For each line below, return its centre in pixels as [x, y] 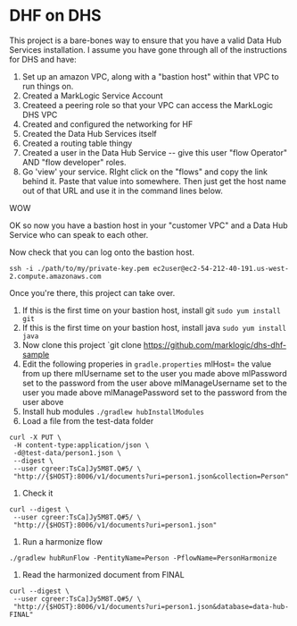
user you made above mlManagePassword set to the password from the [154, 392]
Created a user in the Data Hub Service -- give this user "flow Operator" [155, 152]
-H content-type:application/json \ [81, 445]
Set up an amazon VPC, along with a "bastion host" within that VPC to [150, 76]
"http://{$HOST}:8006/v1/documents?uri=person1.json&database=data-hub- [151, 606]
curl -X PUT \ [36, 437]
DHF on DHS [55, 16]
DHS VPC [40, 114]
